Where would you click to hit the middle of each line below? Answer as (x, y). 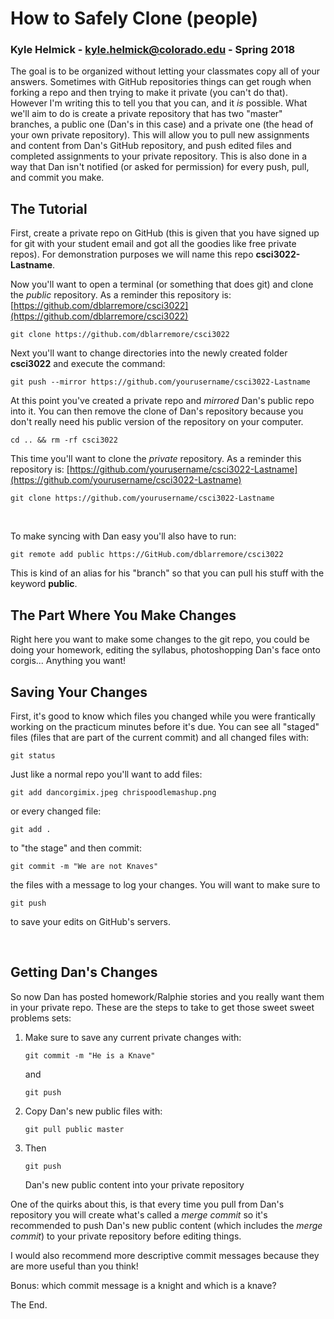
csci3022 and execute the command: (88, 364)
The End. (29, 1304)
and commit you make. (57, 178)
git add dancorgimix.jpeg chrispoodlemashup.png (113, 792)
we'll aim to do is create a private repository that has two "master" (146, 114)
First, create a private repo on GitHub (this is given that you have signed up (165, 233)
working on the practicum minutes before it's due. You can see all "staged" (165, 726)
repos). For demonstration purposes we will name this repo (132, 254)
